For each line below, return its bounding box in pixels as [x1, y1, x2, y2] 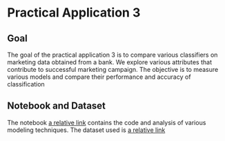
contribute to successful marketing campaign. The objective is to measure [7, 66, 219, 73]
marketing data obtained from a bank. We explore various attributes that [7, 58, 213, 66]
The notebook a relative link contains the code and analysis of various [7, 118, 206, 126]
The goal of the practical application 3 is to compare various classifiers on [7, 50, 218, 59]
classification [7, 80, 45, 88]
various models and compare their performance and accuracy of [7, 73, 191, 81]
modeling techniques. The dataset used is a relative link [7, 126, 166, 134]
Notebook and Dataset [7, 100, 106, 112]
